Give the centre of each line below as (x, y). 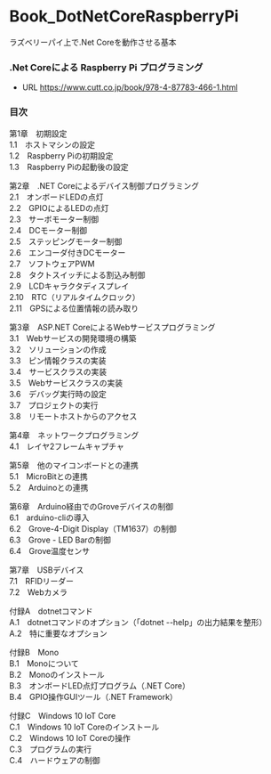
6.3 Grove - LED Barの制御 (60, 540)
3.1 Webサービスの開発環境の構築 (73, 338)
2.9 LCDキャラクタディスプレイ (69, 286)
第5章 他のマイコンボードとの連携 (74, 465)
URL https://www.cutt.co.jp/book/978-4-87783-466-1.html (130, 87)
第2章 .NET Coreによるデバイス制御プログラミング (104, 185)
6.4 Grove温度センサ (50, 550)
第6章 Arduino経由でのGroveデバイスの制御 (92, 506)
